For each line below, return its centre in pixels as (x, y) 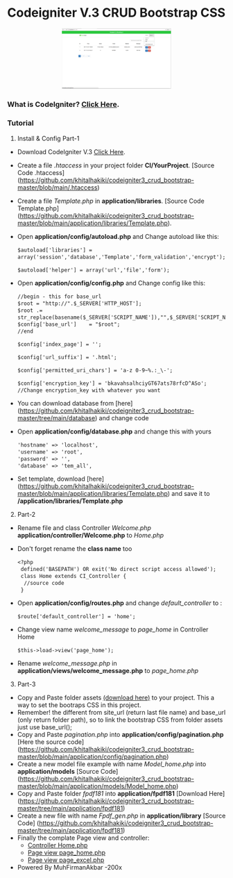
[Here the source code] (51, 742)
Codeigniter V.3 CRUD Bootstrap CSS (116, 13)
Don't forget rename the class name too (75, 548)
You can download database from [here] (75, 403)
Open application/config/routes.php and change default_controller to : (120, 603)
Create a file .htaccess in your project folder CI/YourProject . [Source (116, 165)
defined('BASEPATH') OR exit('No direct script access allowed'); (118, 569)
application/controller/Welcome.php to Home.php (90, 535)
